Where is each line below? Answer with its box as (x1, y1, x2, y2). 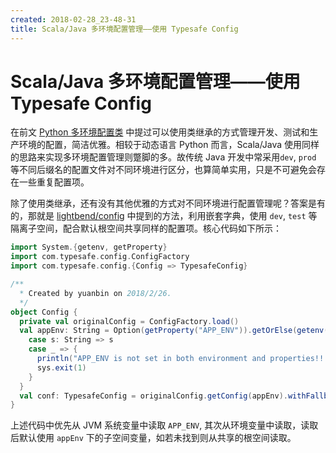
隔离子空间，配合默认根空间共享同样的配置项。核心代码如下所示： (10, 222, 282, 235)
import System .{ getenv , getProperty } (10, 242, 168, 253)
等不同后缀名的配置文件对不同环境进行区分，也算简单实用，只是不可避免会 (10, 164, 317, 176)
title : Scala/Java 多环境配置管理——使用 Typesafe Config (10, 24, 239, 34)
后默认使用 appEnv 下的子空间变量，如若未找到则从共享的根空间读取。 (10, 432, 297, 444)
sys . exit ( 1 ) (36, 362, 87, 373)
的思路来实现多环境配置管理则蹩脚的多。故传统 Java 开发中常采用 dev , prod (10, 151, 317, 163)
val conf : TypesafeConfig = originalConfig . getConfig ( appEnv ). (19, 391, 288, 401)
